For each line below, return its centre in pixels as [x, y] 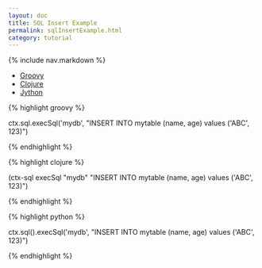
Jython [31, 93]
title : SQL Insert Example [53, 23]
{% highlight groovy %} [46, 108]
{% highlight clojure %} [46, 163]
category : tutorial [40, 38]
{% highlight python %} [46, 217]
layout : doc [28, 15]
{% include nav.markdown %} [57, 60]
